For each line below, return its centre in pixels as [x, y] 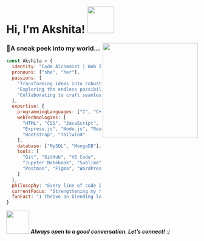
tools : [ [28, 152]
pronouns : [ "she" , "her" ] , [46, 72]
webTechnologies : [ [42, 118]
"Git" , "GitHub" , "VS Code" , [59, 157]
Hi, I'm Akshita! [46, 30]
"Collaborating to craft [49, 95]
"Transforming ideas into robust [59, 83]
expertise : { [28, 107]
